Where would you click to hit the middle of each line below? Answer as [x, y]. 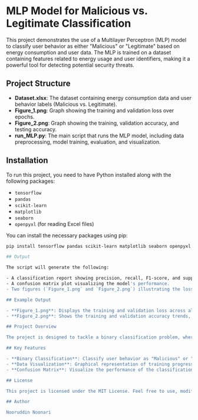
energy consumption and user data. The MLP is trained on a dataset [89, 52]
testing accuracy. [36, 129]
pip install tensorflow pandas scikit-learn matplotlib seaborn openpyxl [99, 246]
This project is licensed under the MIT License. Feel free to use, [92, 391]
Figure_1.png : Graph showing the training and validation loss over [94, 110]
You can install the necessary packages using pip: [67, 235]
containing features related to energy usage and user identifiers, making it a [98, 59]
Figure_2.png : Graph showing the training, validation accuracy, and [97, 123]
